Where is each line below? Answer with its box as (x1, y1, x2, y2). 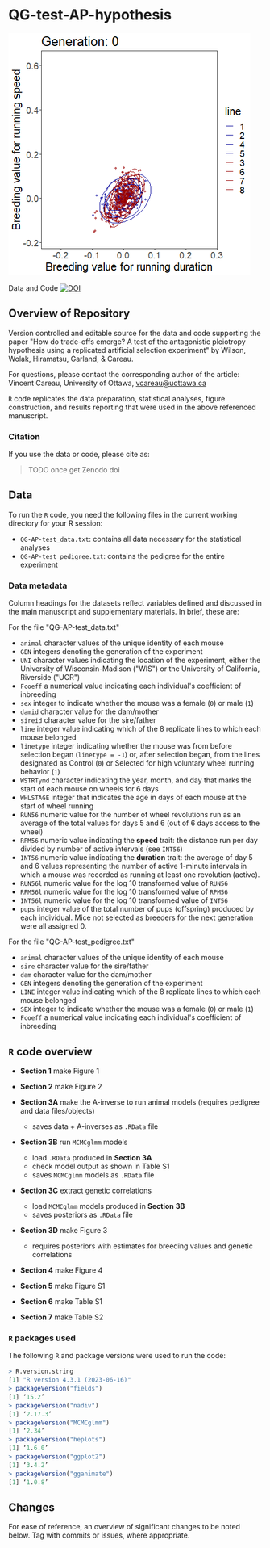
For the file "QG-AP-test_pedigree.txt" (8, 937, 135, 946)
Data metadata (8, 580, 68, 591)
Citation (8, 430, 40, 442)
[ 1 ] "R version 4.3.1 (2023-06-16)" (8, 1376, 131, 1384)
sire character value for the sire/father (19, 961, 149, 971)
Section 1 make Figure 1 (19, 1066, 100, 1076)
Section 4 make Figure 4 (19, 1265, 103, 1275)
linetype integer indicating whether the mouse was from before (19, 741, 232, 751)
